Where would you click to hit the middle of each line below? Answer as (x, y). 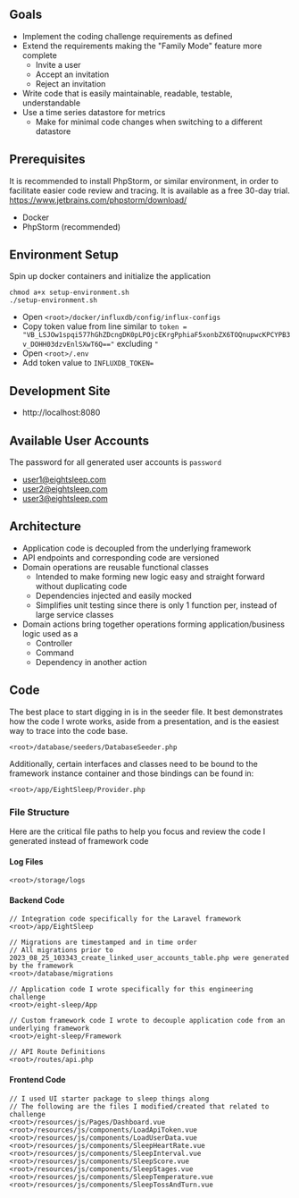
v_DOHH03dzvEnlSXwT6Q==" (68, 345)
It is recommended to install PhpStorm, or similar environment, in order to (144, 181)
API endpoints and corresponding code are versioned (120, 557)
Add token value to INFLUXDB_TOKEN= (88, 363)
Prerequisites (47, 160)
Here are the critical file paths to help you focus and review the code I (137, 831)
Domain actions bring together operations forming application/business (154, 624)
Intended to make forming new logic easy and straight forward (150, 577)
